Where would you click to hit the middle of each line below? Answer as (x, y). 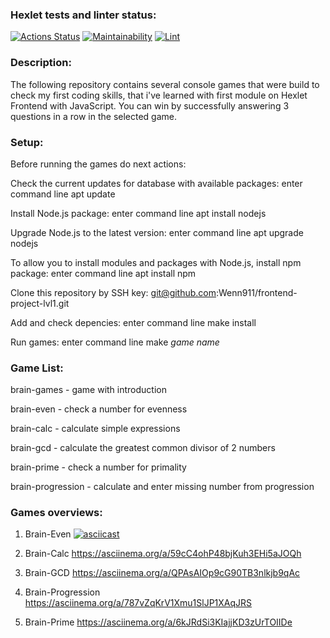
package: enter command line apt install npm (103, 273)
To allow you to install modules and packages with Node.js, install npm (156, 262)
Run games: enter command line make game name (115, 342)
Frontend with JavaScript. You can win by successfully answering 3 (150, 105)
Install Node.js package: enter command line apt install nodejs (138, 213)
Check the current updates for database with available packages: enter (156, 183)
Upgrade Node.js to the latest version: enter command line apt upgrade (157, 232)
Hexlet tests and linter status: (83, 15)
